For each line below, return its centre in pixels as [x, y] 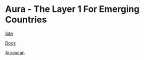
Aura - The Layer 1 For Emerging [72, 9]
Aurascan [15, 53]
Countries [26, 20]
